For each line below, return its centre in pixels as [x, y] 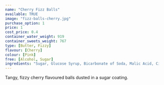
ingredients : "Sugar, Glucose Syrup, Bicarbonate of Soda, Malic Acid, [79, 64]
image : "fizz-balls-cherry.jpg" [38, 18]
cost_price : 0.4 [21, 32]
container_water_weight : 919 [35, 37]
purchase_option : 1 [25, 23]
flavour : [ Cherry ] [24, 50]
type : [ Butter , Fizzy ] [28, 46]
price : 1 [14, 28]
